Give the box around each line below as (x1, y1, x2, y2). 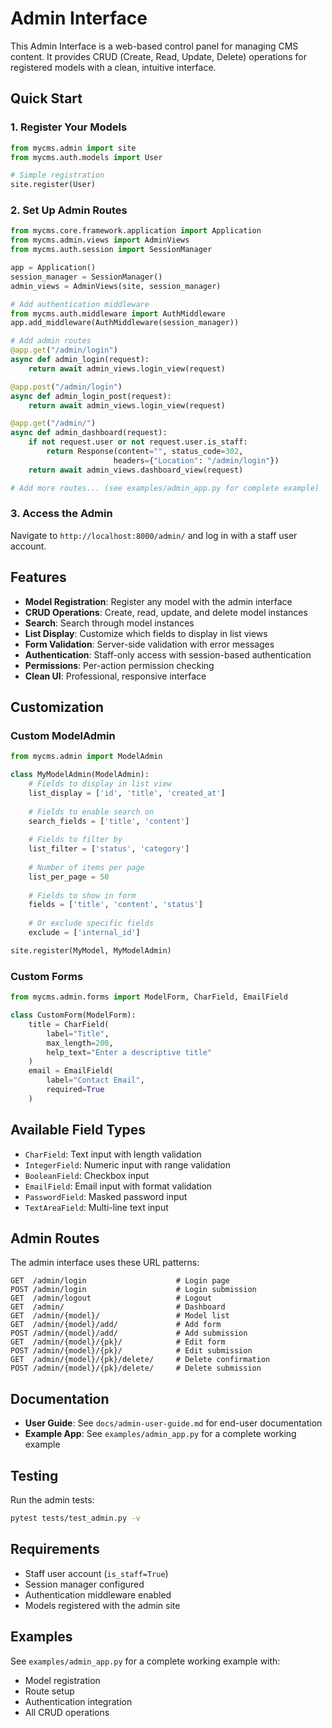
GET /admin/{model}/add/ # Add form (10, 1320, 222, 1330)
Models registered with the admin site (24, 1599, 181, 1611)
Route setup (24, 1685, 75, 1697)
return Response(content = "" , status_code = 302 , (46, 447, 244, 457)
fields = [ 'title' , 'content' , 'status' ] (28, 900, 203, 910)
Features (10, 569, 67, 586)
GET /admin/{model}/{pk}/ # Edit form (10, 1337, 226, 1347)
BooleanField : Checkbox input (24, 1169, 150, 1181)
